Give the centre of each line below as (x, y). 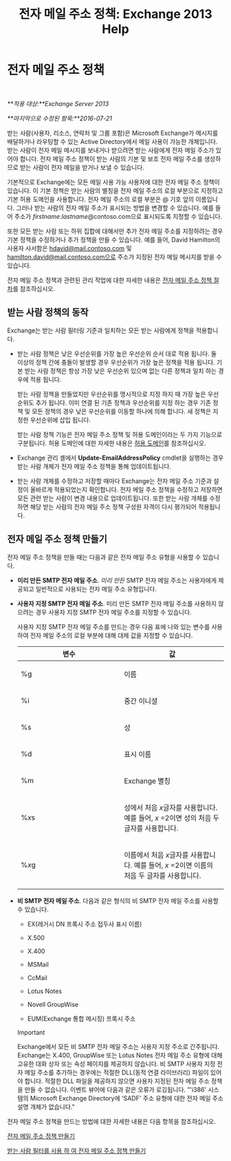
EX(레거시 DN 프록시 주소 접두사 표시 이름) (85, 924)
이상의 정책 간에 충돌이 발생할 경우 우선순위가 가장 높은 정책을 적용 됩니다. (116, 362)
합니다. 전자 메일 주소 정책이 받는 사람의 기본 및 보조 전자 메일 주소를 (111, 158)
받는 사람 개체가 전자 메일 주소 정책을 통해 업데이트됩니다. (94, 466)
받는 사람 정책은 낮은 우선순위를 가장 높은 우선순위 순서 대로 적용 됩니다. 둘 (117, 353)
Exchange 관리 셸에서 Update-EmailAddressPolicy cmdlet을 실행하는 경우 (120, 458)
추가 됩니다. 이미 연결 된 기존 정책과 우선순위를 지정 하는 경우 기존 (123, 403)
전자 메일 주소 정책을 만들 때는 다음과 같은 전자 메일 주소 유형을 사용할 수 (104, 557)
